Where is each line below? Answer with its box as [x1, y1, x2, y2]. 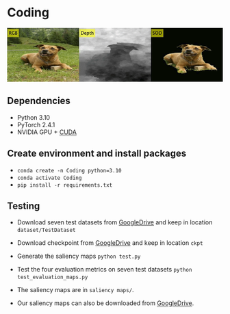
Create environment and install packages [7, 148, 187, 159]
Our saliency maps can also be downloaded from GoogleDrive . [16, 299, 194, 307]
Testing [7, 200, 40, 211]
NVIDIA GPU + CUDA [16, 128, 77, 136]
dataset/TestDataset [16, 227, 76, 234]
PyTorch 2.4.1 [16, 120, 55, 129]
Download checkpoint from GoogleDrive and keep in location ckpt [16, 239, 203, 247]
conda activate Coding [16, 174, 82, 181]
